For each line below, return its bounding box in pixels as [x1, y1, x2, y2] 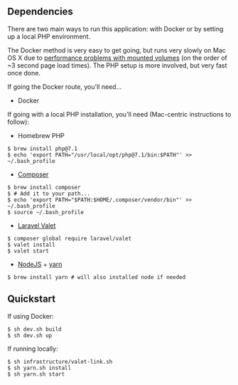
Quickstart [7, 293, 56, 305]
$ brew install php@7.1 [7, 145, 78, 152]
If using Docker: [7, 312, 55, 320]
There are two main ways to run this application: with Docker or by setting [7, 24, 224, 33]
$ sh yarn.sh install [7, 364, 72, 371]
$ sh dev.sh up [7, 332, 53, 339]
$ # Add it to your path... [7, 190, 91, 197]
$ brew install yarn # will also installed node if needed [7, 273, 186, 280]
